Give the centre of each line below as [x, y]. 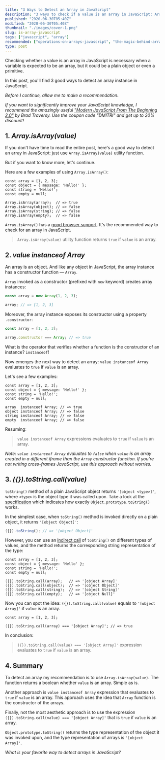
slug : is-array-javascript [33, 33]
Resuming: [16, 429]
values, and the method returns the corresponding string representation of [81, 546]
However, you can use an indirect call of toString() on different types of [79, 540]
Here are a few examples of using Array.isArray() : [57, 172]
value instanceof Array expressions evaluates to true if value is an [85, 439]
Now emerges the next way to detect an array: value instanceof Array [77, 362]
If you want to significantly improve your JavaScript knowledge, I [71, 104]
